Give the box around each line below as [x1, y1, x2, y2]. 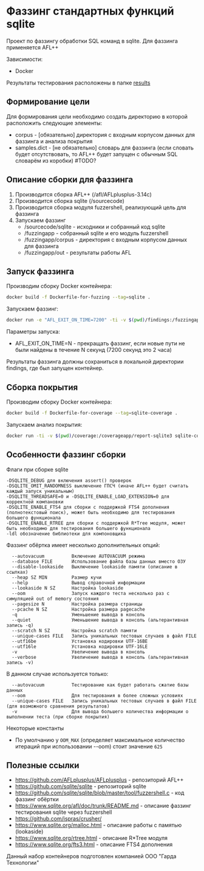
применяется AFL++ [6, 44, 59, 51]
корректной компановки [6, 498, 64, 505]
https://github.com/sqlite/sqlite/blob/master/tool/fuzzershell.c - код [15, 789, 185, 797]
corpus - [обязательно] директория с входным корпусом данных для [15, 131, 195, 138]
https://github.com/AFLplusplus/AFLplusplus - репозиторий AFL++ [15, 776, 184, 783]
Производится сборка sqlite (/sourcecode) [15, 197, 124, 204]
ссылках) [6, 569, 29, 575]
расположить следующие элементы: [6, 119, 103, 126]
